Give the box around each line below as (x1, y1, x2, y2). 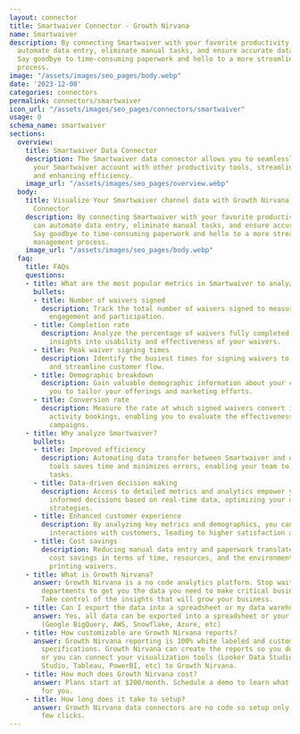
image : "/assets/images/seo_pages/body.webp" (9, 72, 181, 80)
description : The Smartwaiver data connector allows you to (25, 154, 254, 164)
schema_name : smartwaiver (9, 122, 105, 131)
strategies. (48, 503, 94, 512)
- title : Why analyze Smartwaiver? (25, 428, 158, 438)
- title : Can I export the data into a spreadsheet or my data (25, 603, 266, 612)
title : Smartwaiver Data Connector (25, 146, 158, 155)
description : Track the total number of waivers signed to (41, 304, 266, 313)
